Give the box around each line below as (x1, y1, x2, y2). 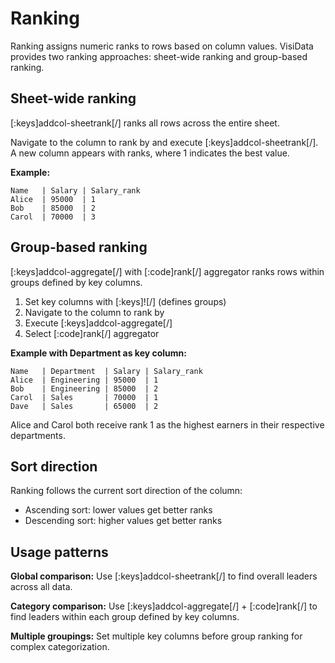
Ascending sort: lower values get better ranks (24, 504, 213, 516)
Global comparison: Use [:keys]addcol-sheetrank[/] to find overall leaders (10, 570, 318, 582)
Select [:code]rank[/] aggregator (24, 327, 160, 339)
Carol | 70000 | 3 (10, 212, 97, 222)
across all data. (10, 581, 73, 593)
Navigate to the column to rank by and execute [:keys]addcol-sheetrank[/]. (10, 136, 319, 148)
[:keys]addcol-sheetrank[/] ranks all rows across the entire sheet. (10, 117, 280, 129)
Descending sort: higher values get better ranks (24, 515, 223, 527)
